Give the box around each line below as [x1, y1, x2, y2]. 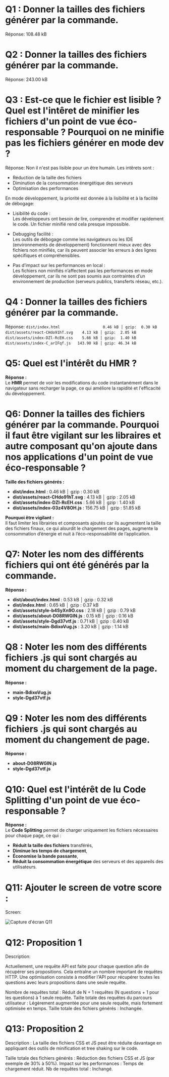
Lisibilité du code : [12, 210, 51, 216]
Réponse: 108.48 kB [5, 31, 47, 37]
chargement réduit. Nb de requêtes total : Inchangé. [5, 1066, 113, 1072]
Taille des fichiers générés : [5, 479, 65, 485]
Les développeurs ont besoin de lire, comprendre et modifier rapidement [12, 215, 164, 221]
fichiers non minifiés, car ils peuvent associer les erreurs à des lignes [12, 247, 157, 253]
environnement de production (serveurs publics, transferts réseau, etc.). [12, 278, 163, 284]
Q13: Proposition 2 [5, 1023, 84, 1034]
